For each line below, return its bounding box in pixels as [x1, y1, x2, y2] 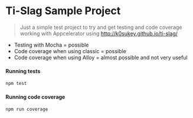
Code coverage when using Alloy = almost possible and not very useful [14, 54, 188, 61]
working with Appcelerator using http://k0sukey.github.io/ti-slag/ [19, 29, 178, 37]
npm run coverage [5, 106, 48, 113]
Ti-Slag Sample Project [5, 4, 121, 18]
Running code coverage [5, 93, 66, 100]
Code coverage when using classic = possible [14, 47, 126, 54]
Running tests [5, 67, 41, 74]
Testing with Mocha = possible [14, 41, 89, 48]
